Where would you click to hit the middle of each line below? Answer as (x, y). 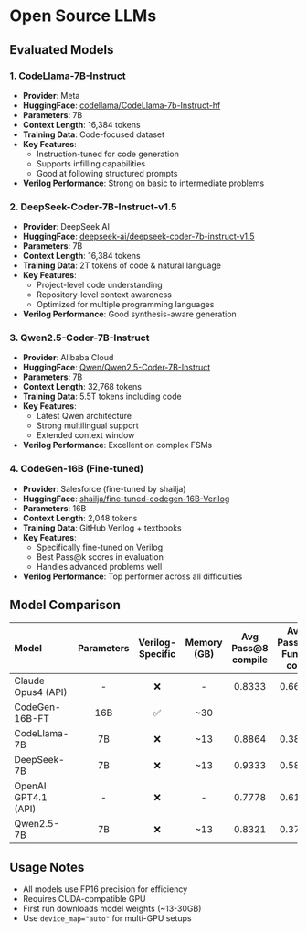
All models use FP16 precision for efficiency (105, 889)
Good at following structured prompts (107, 173)
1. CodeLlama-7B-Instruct (68, 76)
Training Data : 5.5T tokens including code (102, 397)
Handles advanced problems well (99, 566)
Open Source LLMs (83, 16)
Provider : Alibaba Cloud (68, 358)
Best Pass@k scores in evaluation (100, 557)
